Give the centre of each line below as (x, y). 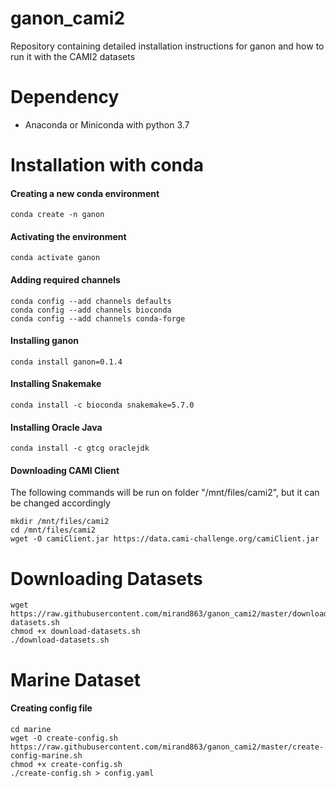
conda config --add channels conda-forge (98, 318)
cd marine (31, 729)
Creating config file (51, 708)
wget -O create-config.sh (64, 738)
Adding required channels (65, 280)
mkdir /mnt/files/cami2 (60, 522)
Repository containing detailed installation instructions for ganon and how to (167, 46)
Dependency (65, 97)
